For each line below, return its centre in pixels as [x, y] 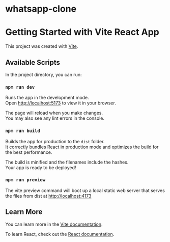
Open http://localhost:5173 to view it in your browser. [61, 103]
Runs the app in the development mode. [47, 98]
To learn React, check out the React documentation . [60, 234]
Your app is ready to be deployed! [41, 167]
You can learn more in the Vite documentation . [54, 224]
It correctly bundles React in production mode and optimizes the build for [82, 147]
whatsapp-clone [41, 9]
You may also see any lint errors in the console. [55, 118]
